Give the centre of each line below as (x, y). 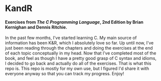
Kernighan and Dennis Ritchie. (36, 27)
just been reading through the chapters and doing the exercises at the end (79, 48)
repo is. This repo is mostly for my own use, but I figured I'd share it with (77, 68)
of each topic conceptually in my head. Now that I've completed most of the (80, 53)
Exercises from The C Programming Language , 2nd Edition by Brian (74, 22)
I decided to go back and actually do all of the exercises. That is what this (78, 64)
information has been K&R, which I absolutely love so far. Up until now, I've (79, 43)
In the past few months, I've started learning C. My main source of (71, 38)
